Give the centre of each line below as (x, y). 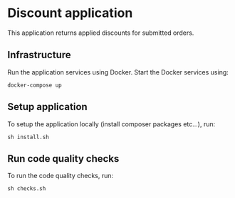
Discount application (70, 13)
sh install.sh (28, 137)
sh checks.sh (27, 189)
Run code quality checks (63, 159)
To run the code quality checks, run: (61, 176)
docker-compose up (35, 85)
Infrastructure (39, 55)
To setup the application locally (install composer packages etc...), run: (111, 124)
